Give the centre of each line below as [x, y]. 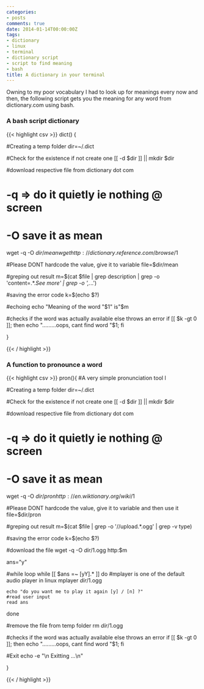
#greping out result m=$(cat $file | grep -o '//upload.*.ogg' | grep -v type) [99, 527]
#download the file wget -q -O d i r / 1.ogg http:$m [67, 550]
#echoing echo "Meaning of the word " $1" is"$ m [68, 306]
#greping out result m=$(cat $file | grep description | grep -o [83, 276]
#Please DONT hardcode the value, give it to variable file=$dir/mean [93, 265]
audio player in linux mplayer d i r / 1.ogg [54, 581]
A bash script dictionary [43, 121]
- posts [16, 18]
